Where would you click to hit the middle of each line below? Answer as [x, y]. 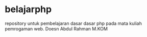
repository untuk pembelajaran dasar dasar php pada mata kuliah [73, 23]
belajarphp [28, 9]
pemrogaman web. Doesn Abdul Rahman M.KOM [56, 28]
